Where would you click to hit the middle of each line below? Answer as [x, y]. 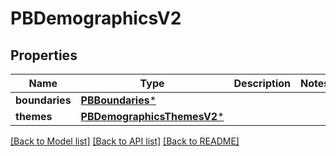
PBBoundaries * [118, 100]
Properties [44, 55]
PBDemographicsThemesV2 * [152, 116]
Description [262, 83]
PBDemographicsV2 [96, 18]
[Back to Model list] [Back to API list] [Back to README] [125, 141]
